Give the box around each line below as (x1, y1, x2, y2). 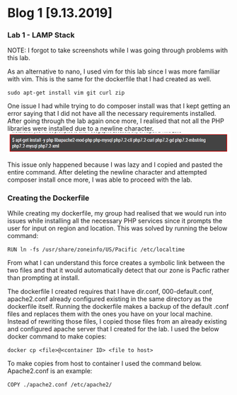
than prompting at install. (7, 273, 80, 282)
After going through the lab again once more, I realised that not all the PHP (7, 117, 224, 125)
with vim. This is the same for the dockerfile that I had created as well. (7, 75, 212, 83)
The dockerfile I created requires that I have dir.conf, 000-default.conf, (7, 288, 214, 296)
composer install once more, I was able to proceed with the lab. (7, 175, 192, 184)
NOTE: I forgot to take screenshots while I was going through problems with (7, 46, 229, 54)
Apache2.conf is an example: (7, 367, 93, 375)
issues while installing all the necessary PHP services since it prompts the (7, 217, 223, 225)
